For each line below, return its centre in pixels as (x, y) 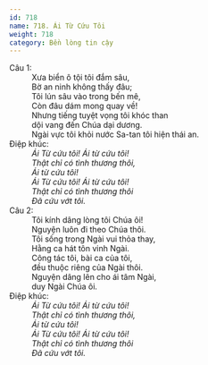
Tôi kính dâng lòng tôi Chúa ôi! (87, 220)
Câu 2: (21, 210)
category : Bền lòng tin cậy (62, 42)
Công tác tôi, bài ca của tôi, (82, 258)
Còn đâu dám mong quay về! (85, 106)
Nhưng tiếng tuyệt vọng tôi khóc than (100, 115)
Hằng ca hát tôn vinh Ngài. (80, 249)
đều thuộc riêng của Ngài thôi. (87, 267)
